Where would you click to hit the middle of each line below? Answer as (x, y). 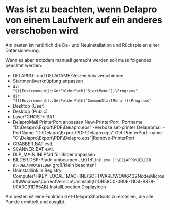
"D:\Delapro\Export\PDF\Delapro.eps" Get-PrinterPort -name (98, 132)
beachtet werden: (24, 65)
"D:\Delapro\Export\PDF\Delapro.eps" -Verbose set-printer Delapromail (87, 127)
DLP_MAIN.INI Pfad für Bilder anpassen (54, 154)
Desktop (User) (28, 106)
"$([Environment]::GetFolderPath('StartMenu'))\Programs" (75, 91)
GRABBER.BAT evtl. (33, 144)
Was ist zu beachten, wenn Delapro (81, 9)
